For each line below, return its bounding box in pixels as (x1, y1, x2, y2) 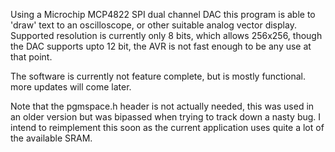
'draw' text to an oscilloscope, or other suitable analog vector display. (10, 19, 297, 31)
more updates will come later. (10, 81, 132, 93)
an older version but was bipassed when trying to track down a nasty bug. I (10, 111, 322, 123)
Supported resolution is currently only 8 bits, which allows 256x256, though (10, 30, 323, 41)
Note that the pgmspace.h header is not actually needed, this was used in (10, 100, 315, 112)
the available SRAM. (10, 132, 93, 144)
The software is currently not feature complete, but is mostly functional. (10, 70, 307, 82)
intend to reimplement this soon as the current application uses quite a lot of (10, 122, 325, 133)
